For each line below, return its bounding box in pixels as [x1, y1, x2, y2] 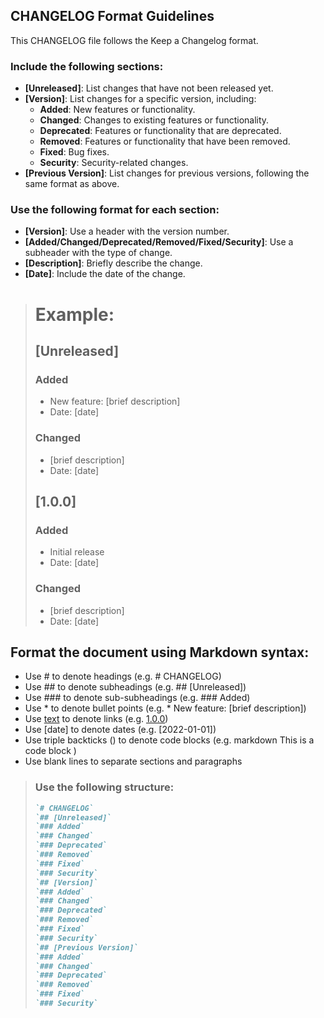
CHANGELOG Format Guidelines [10, 8, 215, 25]
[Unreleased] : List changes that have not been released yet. [24, 82, 274, 94]
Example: [34, 303, 115, 326]
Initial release [49, 546, 105, 558]
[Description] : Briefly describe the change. [24, 257, 203, 269]
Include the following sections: [10, 59, 164, 73]
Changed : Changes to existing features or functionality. [39, 114, 270, 126]
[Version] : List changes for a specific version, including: [24, 93, 257, 105]
